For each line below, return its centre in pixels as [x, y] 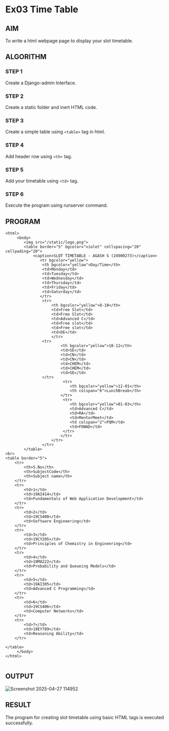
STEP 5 [15, 170]
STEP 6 [15, 194]
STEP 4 [15, 145]
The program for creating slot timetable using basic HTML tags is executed [85, 717]
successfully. [19, 723]
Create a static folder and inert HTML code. [51, 107]
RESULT [18, 705]
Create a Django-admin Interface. [41, 83]
